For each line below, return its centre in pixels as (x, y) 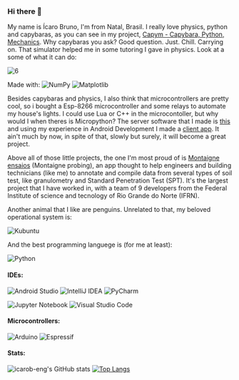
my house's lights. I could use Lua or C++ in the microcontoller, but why (113, 114)
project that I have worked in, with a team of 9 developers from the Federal (117, 188)
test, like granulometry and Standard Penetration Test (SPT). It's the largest (118, 180)
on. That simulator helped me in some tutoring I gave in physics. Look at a (116, 50)
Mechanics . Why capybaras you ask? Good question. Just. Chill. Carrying (115, 42)
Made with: (24, 85)
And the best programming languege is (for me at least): (90, 245)
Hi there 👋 (25, 11)
